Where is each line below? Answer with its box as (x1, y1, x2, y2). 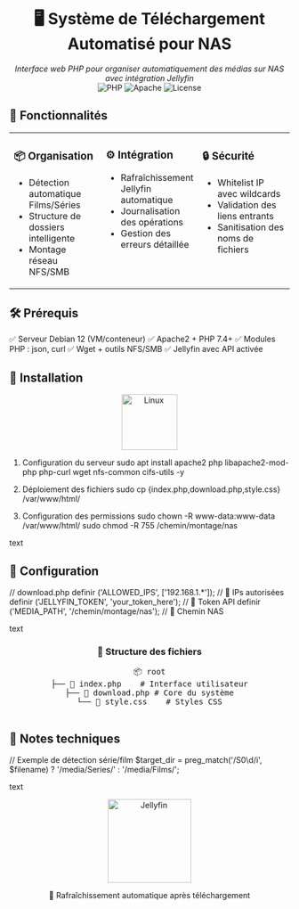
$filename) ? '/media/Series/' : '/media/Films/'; (9, 765, 180, 775)
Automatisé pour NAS (67, 34, 232, 54)
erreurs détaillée (120, 238, 190, 250)
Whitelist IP (217, 176, 265, 189)
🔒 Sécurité (202, 149, 255, 163)
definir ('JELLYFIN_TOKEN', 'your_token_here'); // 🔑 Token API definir (9, 596, 261, 608)
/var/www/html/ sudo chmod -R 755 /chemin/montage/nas (21, 520, 238, 531)
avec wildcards (217, 187, 281, 200)
